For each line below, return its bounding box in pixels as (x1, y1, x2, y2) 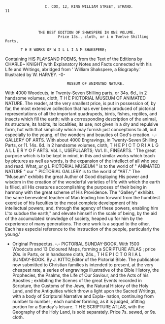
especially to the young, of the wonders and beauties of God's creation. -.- (5, 132, 157, 138)
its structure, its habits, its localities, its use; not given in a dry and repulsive (5, 121, 159, 127)
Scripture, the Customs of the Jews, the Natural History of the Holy (12, 283, 149, 288)
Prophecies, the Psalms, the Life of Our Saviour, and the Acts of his (12, 272, 149, 278)
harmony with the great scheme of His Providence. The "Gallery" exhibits (5, 189, 154, 195)
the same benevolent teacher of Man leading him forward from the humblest (5, 195, 160, 200)
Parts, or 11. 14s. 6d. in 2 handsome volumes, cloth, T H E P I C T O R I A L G (5, 143, 159, 148)
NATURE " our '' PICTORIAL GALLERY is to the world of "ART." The (5, 169, 140, 174)
